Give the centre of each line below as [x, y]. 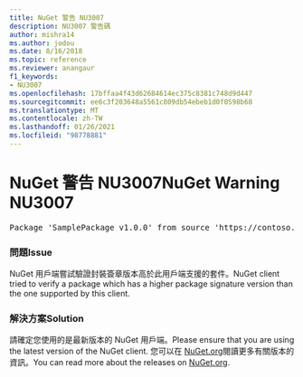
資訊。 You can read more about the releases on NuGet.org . [120, 363]
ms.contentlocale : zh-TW [56, 118]
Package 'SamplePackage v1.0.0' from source [110, 227]
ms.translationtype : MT [54, 110]
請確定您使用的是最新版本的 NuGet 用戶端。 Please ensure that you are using [152, 340]
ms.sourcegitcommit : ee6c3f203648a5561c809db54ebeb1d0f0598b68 [131, 102]
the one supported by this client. [70, 294]
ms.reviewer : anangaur [52, 69]
